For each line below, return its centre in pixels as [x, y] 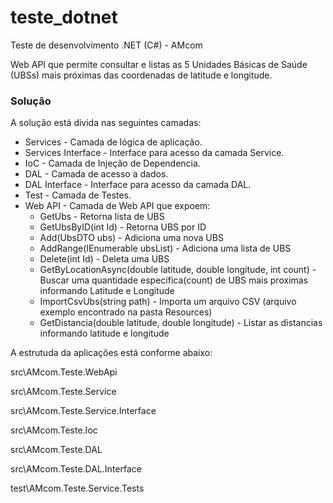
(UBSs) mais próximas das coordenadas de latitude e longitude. [141, 75]
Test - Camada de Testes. [78, 195]
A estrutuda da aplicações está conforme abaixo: [111, 353]
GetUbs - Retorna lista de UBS [102, 217]
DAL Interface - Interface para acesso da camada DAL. [138, 185]
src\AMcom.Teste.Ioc [54, 430]
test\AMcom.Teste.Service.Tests [77, 488]
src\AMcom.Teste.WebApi [64, 372]
